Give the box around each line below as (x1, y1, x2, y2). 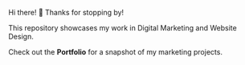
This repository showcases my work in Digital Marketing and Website (8, 23, 237, 32)
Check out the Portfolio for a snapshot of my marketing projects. (8, 47, 223, 56)
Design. (8, 32, 34, 41)
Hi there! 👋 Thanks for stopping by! (8, 8, 125, 17)
